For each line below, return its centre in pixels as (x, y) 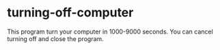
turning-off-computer (70, 13)
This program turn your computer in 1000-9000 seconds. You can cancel (110, 32)
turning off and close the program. (55, 38)
